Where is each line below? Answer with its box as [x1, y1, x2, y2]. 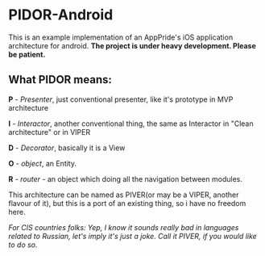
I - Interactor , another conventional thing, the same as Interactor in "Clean [8, 119, 254, 128]
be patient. [8, 49, 46, 59]
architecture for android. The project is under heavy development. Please [8, 40, 256, 50]
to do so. [8, 240, 38, 250]
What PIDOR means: [8, 73, 113, 86]
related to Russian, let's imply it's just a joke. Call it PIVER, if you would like [8, 231, 258, 241]
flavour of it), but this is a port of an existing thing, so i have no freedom [8, 198, 246, 208]
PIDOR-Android [8, 6, 114, 24]
